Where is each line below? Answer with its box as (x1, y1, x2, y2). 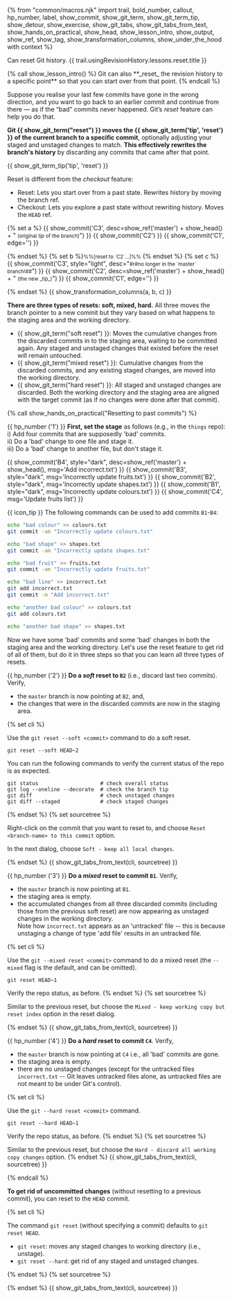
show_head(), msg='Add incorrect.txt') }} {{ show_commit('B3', (7, 465, 187, 474)
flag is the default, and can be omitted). (24, 963, 137, 972)
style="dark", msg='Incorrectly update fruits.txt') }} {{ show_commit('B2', (7, 473, 216, 481)
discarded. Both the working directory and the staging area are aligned (17, 388, 220, 396)
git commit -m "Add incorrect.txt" (7, 592, 110, 599)
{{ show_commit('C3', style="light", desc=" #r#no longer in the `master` (7, 259, 197, 268)
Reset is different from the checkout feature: (7, 175, 134, 183)
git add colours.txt (7, 610, 67, 617)
